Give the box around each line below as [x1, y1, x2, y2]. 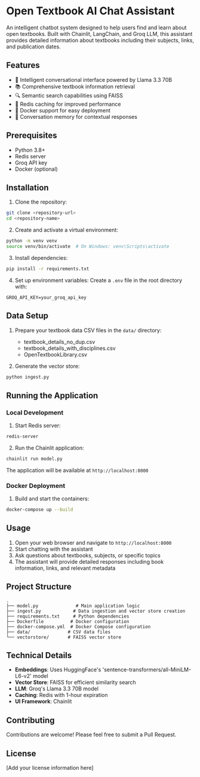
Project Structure [6, 582, 72, 592]
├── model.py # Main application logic [6, 603, 140, 609]
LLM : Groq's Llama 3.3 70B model [14, 685, 99, 692]
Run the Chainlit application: [14, 444, 85, 452]
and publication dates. [6, 43, 61, 50]
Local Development [6, 408, 64, 416]
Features [6, 60, 40, 70]
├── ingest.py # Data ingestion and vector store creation [6, 608, 186, 614]
